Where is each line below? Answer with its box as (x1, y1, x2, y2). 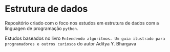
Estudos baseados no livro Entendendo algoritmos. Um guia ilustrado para (5, 35, 165, 41)
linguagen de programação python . (5, 25, 78, 31)
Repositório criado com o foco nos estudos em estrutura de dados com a (5, 20, 159, 26)
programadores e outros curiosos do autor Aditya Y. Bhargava (5, 40, 137, 46)
